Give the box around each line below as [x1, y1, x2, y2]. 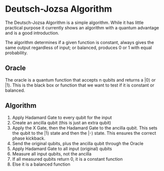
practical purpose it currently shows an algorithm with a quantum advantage [5, 24, 159, 30]
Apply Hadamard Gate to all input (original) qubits [12, 146, 112, 151]
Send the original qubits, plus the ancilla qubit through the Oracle [12, 140, 143, 146]
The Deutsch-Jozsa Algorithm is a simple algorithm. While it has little [5, 20, 144, 25]
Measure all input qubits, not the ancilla [12, 150, 92, 157]
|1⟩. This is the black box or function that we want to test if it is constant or [5, 82, 155, 88]
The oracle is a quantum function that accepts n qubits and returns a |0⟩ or [5, 77, 156, 83]
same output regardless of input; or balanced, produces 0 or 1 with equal [5, 44, 152, 50]
